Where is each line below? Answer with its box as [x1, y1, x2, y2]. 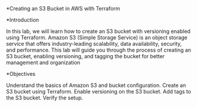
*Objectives [6, 71, 35, 77]
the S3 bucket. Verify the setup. [6, 94, 84, 101]
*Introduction [6, 16, 40, 23]
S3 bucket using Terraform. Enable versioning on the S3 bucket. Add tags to [6, 88, 192, 95]
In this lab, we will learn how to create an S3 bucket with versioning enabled [6, 28, 191, 35]
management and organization [6, 59, 81, 66]
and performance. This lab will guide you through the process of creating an [6, 46, 192, 53]
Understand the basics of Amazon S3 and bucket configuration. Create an [6, 82, 186, 89]
